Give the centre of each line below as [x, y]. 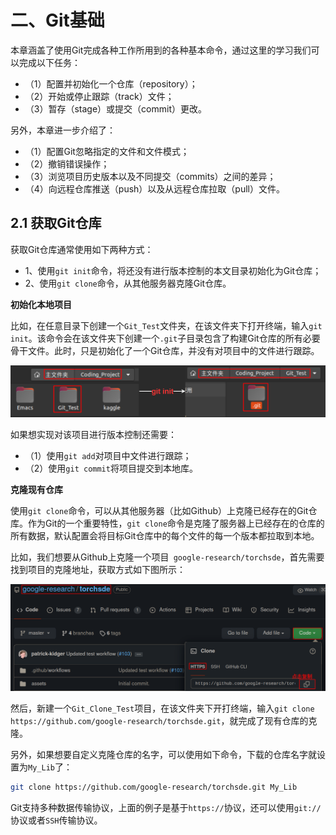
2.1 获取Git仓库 [56, 223]
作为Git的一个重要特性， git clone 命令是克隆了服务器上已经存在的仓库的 [176, 523]
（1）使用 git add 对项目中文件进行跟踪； [108, 455]
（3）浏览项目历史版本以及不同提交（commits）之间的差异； [150, 176]
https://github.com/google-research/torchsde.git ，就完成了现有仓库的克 [164, 720]
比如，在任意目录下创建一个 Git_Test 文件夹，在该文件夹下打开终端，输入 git [166, 325]
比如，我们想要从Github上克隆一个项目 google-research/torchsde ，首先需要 [167, 557]
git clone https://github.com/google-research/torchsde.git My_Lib [154, 787]
